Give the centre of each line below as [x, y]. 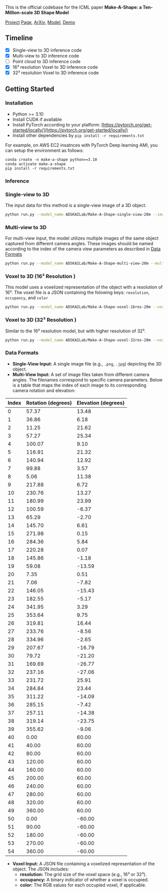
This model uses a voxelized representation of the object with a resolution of [84, 287]
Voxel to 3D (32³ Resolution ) [41, 320]
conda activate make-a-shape [35, 164]
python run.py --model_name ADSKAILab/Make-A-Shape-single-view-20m [78, 215]
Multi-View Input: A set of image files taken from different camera [81, 374]
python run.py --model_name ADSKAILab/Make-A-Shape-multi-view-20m [77, 263]
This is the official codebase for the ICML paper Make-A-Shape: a [73, 7]
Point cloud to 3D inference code [46, 61]
